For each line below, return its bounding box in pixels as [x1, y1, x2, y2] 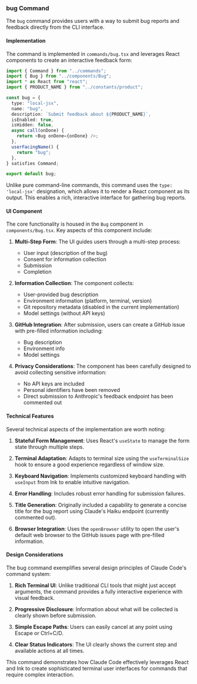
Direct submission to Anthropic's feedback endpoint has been [23, 393, 173, 400]
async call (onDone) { [11, 128, 65, 133]
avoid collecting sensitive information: [14, 369, 107, 376]
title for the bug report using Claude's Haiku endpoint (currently [14, 507, 169, 515]
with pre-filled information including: [14, 327, 103, 334]
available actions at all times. [14, 647, 85, 654]
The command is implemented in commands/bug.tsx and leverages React [6, 50, 180, 57]
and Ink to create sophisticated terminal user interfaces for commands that [6, 665, 188, 672]
